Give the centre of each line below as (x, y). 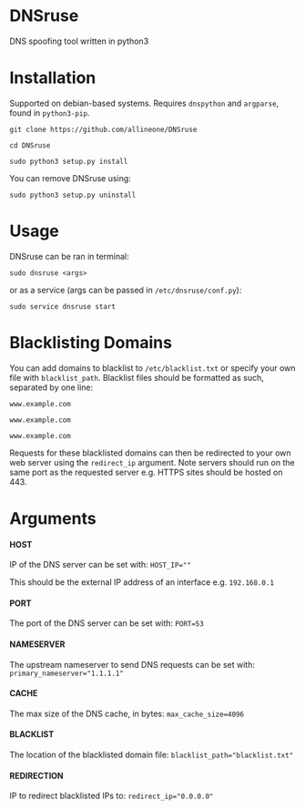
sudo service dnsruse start (63, 306)
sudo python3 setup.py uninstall (73, 195)
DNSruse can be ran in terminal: (69, 256)
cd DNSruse (30, 145)
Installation (53, 78)
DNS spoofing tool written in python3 (79, 41)
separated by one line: (51, 387)
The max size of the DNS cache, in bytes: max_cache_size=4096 (127, 713)
